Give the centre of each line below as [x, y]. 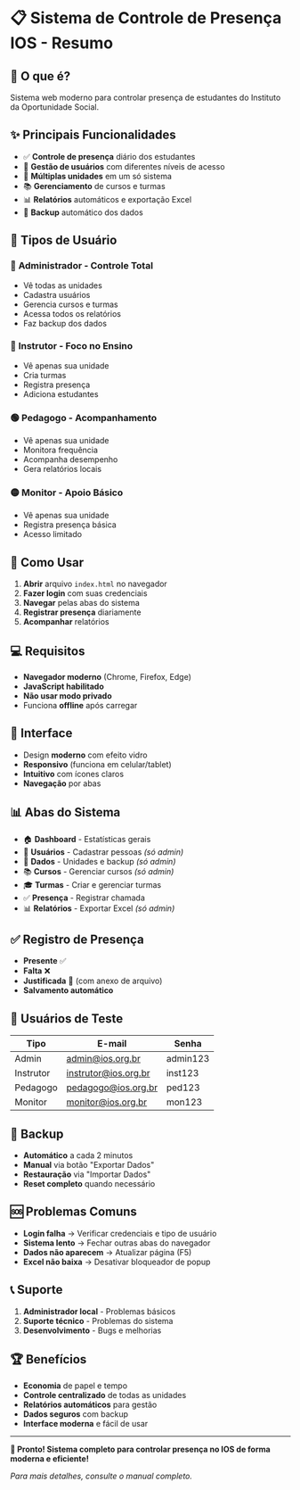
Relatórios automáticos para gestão [90, 1404]
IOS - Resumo [62, 43]
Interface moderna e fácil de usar [85, 1423]
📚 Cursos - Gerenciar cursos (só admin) [98, 871]
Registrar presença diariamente [82, 612]
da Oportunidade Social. [55, 107]
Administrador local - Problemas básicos [99, 1311]
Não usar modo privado [67, 696]
